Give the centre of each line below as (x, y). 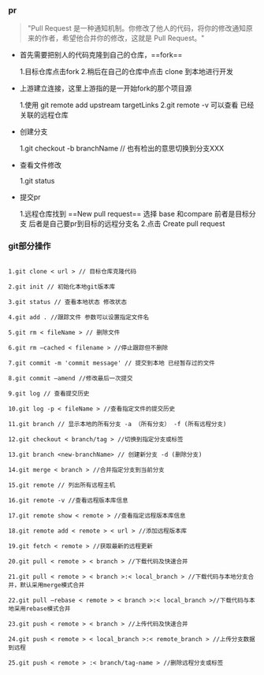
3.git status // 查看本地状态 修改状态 (68, 302)
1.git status (37, 181)
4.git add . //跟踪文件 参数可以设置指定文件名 (79, 317)
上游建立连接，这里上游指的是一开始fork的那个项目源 (106, 88)
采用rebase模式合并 (42, 608)
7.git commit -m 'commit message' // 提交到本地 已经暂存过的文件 (112, 363)
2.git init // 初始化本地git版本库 (62, 287)
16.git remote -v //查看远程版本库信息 (68, 500)
